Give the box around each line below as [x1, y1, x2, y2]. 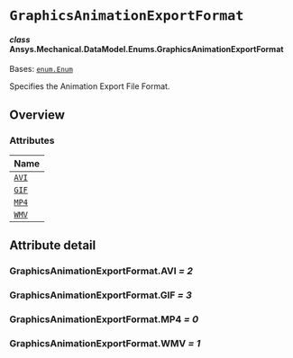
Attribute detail [9, 237, 96, 254]
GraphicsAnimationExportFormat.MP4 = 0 [9, 313, 199, 326]
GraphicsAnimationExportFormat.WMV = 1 [9, 337, 201, 350]
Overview [9, 107, 66, 122]
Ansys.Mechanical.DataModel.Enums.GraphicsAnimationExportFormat [9, 43, 284, 54]
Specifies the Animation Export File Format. [9, 81, 170, 92]
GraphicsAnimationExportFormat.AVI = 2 [9, 264, 194, 277]
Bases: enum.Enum [9, 64, 74, 75]
